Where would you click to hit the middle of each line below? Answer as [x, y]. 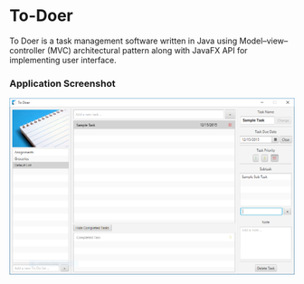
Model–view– [264, 41]
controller [27, 50]
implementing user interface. [63, 60]
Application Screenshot [62, 83]
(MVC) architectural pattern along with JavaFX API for [147, 50]
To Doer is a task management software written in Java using [123, 41]
